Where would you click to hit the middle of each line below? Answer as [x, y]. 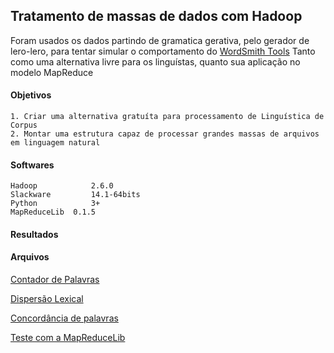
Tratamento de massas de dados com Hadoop [156, 16]
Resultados [34, 234]
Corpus [24, 125]
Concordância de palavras [64, 318]
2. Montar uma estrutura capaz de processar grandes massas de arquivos [165, 134]
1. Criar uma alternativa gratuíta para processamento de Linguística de [167, 117]
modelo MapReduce [52, 72]
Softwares [32, 165]
